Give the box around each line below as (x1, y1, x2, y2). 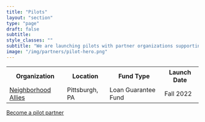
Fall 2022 (164, 89, 192, 98)
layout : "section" (6, 15, 53, 21)
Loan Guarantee (109, 85, 156, 94)
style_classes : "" (6, 37, 53, 43)
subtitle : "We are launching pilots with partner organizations (6, 43, 173, 49)
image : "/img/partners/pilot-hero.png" (6, 49, 108, 55)
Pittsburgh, (67, 85, 99, 94)
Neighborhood (9, 85, 51, 94)
